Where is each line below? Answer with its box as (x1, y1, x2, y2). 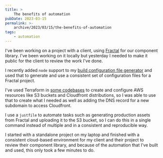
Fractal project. (5, 77, 35, 83)
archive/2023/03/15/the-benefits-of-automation (14, 25, 112, 30)
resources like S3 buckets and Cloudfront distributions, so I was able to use (5, 92, 156, 98)
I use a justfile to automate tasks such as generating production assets (5, 112, 150, 118)
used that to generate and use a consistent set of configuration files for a (5, 72, 151, 78)
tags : (5, 30, 16, 35)
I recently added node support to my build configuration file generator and (5, 67, 152, 73)
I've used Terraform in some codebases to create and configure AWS (5, 87, 144, 93)
